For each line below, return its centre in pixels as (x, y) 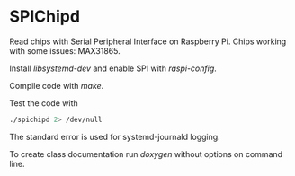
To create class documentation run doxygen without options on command (146, 154)
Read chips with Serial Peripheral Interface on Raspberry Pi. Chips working (148, 41)
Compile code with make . (57, 85)
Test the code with (44, 103)
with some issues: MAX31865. (65, 50)
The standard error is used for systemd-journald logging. (115, 136)
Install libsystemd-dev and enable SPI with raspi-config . (113, 68)
